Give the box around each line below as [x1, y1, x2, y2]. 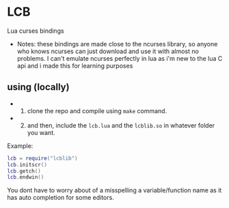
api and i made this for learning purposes [16, 61, 133, 70]
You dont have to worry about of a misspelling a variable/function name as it [7, 186, 222, 194]
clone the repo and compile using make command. [27, 106, 167, 115]
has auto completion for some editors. [7, 194, 114, 202]
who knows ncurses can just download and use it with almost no [16, 47, 200, 55]
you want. [27, 128, 56, 136]
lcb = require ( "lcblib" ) [7, 155, 78, 162]
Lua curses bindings [7, 27, 64, 35]
